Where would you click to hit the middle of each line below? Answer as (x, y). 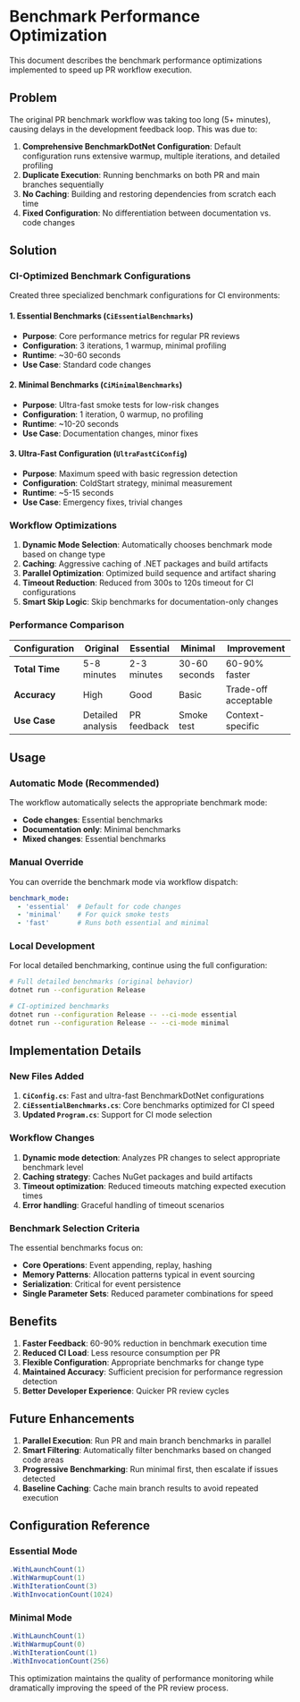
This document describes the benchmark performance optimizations (136, 60)
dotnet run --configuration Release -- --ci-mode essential (124, 1015)
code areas (43, 1459)
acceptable (250, 700)
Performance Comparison (67, 625)
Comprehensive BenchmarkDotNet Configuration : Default (131, 146)
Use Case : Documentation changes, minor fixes (110, 433)
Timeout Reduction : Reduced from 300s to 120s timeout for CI (138, 583)
